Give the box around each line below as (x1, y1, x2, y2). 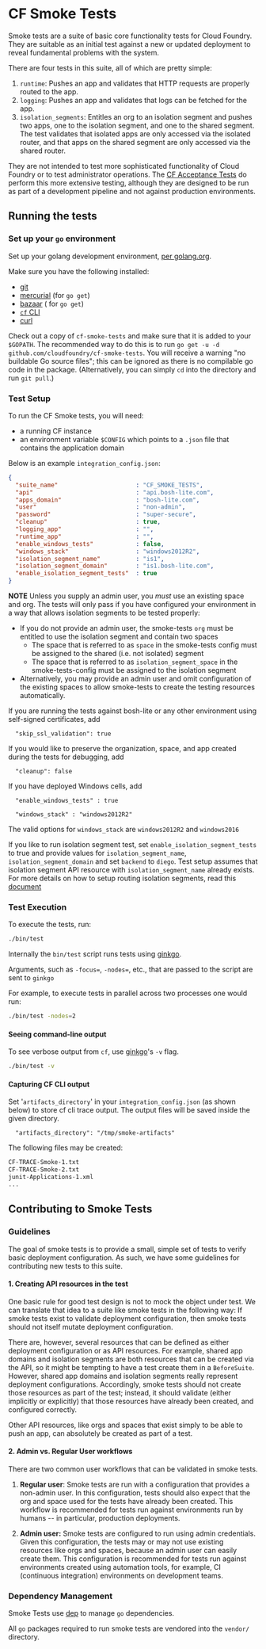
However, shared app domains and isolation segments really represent (8, 1371, 238, 1380)
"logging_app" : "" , (15, 525, 154, 533)
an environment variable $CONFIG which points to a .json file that (19, 434, 230, 444)
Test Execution (8, 901, 67, 912)
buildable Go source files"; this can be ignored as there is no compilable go (8, 356, 253, 365)
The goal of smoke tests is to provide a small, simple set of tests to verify (8, 1244, 247, 1254)
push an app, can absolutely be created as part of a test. (8, 1428, 193, 1438)
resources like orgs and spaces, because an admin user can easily (19, 1545, 237, 1555)
